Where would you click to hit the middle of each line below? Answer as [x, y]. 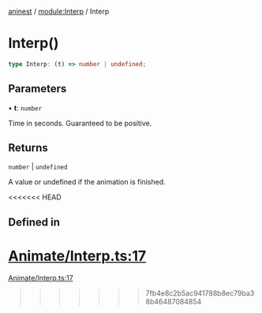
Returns [28, 148]
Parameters [37, 89]
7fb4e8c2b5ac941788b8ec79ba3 [200, 293]
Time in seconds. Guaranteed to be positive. [80, 123]
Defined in [34, 222]
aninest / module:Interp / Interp [59, 11]
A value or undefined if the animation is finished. [87, 182]
